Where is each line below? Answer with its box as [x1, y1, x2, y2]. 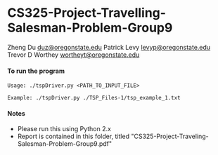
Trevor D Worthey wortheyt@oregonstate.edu [7, 50, 140, 59]
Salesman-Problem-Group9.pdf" [17, 140, 113, 148]
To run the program [7, 67, 65, 75]
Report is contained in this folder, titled [17, 132, 130, 141]
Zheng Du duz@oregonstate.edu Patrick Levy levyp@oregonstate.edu [7, 43, 211, 51]
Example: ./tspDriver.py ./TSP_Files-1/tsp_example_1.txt [7, 95, 181, 102]
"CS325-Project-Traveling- [131, 132, 209, 141]
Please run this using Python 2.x [17, 125, 111, 133]
